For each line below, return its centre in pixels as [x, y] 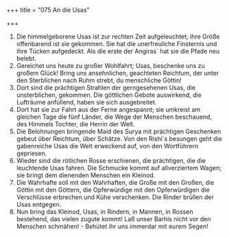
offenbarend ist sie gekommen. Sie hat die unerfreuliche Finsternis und [117, 44]
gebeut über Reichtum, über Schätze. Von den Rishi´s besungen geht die [119, 139]
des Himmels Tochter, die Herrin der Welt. [75, 124]
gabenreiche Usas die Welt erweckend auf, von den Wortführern [107, 146]
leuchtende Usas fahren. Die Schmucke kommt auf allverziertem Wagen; [119, 168]
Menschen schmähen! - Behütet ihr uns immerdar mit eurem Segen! [112, 226]
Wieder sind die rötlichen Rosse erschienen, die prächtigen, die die [111, 160]
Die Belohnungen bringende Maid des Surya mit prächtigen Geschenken [119, 131]
